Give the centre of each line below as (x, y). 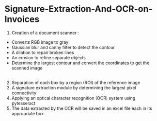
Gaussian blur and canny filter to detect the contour (63, 47)
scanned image (27, 68)
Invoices (22, 19)
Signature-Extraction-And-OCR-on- (79, 9)
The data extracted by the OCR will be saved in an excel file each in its (82, 108)
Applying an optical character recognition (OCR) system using (73, 98)
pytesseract (24, 103)
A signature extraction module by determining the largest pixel (74, 87)
